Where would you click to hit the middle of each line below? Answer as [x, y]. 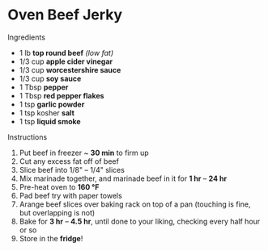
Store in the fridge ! [51, 238]
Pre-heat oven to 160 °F [59, 186]
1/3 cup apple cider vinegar [66, 61]
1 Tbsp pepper [44, 87]
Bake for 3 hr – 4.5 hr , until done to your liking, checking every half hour [140, 221]
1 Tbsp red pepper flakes [62, 95]
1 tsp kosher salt [47, 113]
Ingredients [27, 37]
